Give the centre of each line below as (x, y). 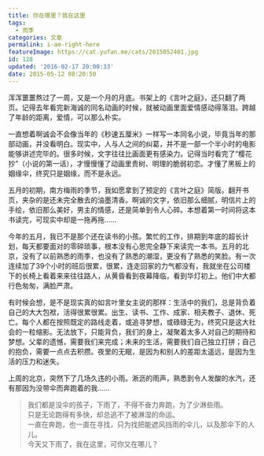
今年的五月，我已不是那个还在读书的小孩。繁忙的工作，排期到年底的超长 (125, 236)
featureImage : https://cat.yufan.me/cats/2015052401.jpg (103, 52)
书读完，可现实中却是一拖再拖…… (62, 219)
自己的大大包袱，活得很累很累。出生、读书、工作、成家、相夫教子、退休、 (128, 312)
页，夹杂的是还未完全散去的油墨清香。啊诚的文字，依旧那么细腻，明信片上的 (132, 200)
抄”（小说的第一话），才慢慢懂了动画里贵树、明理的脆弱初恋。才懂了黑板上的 (132, 163)
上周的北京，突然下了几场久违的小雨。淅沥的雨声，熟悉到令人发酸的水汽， (128, 378)
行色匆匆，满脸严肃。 (42, 285)
